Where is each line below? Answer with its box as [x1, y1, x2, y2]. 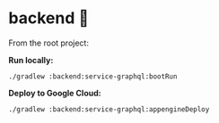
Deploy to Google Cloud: [8, 87, 101, 98]
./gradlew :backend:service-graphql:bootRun [8, 71, 178, 81]
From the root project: [8, 37, 89, 48]
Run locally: [8, 54, 54, 65]
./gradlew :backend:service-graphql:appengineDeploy [8, 104, 210, 114]
